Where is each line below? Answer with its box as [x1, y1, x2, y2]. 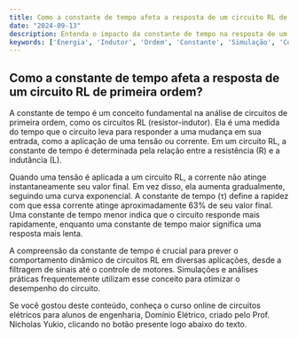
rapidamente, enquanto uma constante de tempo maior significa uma [9, 219, 262, 230]
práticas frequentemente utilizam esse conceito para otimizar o [9, 273, 241, 284]
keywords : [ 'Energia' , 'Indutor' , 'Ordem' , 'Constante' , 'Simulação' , [9, 37, 276, 47]
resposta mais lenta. [9, 228, 83, 239]
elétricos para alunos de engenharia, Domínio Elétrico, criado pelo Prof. [9, 310, 271, 320]
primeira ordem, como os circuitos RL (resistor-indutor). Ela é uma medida [9, 117, 280, 128]
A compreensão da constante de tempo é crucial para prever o [9, 245, 239, 257]
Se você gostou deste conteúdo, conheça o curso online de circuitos [9, 300, 262, 311]
